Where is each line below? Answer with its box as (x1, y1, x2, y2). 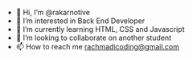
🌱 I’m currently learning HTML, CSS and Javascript (15, 25, 185, 33)
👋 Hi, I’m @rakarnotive (15, 8, 91, 17)
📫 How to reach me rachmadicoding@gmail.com (15, 42, 179, 51)
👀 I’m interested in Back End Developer (15, 16, 146, 26)
